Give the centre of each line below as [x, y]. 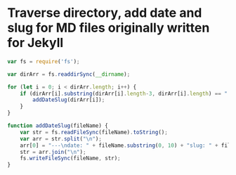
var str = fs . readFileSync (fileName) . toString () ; [94, 132]
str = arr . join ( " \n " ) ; [53, 152]
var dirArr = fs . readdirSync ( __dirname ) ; [69, 74]
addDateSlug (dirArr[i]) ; [69, 100]
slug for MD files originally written [109, 28]
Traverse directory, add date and [105, 13]
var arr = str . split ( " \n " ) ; [61, 138]
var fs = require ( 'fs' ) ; [44, 61]
